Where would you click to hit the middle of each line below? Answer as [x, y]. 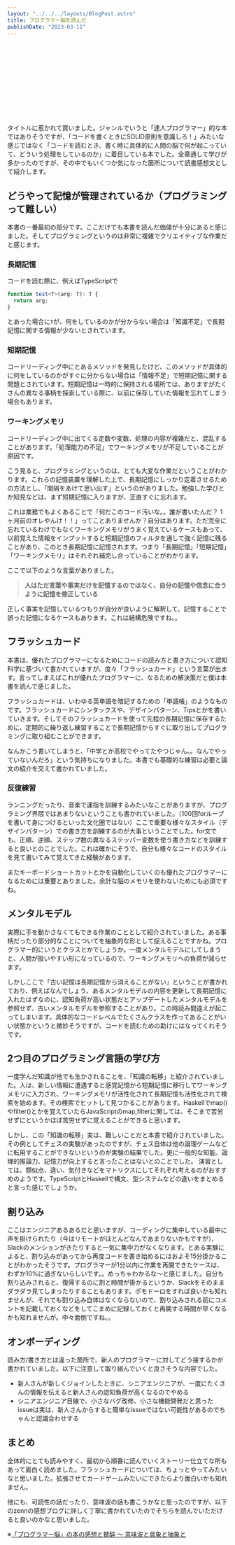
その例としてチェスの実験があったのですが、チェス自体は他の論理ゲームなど [117, 1144]
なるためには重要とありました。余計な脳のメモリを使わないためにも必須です [117, 881]
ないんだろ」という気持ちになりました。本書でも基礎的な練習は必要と [120, 759]
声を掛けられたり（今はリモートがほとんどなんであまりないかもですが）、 [113, 1239]
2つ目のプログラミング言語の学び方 [84, 1058]
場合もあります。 [31, 402]
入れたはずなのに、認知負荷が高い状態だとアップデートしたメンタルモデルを [117, 999]
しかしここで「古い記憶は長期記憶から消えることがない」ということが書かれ [117, 982]
